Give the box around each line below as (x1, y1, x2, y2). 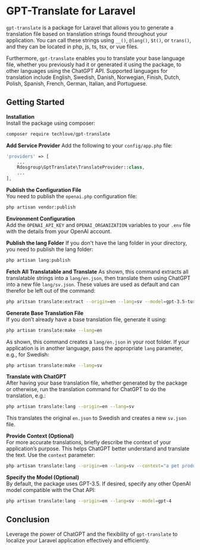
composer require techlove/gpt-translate (6, 131, 111, 137)
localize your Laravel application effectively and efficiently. (6, 536, 150, 544)
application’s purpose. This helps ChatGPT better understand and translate (6, 445, 190, 452)
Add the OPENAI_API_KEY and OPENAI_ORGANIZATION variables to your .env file (6, 221, 191, 228)
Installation (6, 113, 35, 120)
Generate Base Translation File (6, 309, 84, 317)
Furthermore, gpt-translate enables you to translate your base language (6, 54, 185, 62)
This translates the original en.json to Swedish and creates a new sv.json (6, 414, 187, 422)
